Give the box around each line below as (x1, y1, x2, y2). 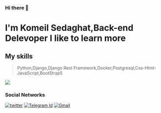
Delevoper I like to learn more (5, 33, 126, 44)
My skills (5, 52, 33, 60)
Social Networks (5, 91, 45, 98)
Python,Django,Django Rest (17, 65, 73, 71)
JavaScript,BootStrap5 (17, 70, 63, 76)
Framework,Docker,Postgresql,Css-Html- (73, 65, 157, 71)
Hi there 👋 (5, 4, 29, 11)
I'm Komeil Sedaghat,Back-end (5, 22, 134, 34)
